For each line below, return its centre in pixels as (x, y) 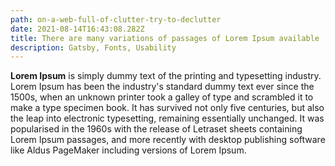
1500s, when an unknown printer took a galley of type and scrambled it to (162, 97)
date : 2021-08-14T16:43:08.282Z (77, 29)
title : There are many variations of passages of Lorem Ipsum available (165, 38)
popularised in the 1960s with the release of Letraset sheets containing (156, 129)
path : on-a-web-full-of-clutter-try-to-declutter (116, 19)
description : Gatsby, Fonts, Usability (93, 47)
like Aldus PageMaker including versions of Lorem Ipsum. (128, 150)
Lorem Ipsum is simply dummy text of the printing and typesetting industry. (166, 76)
